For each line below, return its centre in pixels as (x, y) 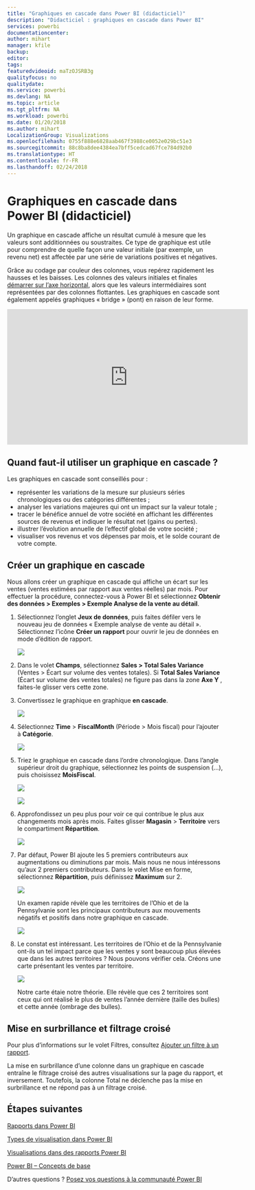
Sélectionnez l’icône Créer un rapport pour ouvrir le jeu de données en (118, 632)
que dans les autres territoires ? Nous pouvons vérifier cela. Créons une (119, 959)
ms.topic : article (33, 103)
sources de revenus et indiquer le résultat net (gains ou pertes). (107, 522)
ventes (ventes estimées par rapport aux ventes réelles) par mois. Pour (108, 589)
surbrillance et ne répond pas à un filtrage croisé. (77, 1087)
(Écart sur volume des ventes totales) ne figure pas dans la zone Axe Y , (120, 680)
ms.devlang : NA (29, 97)
